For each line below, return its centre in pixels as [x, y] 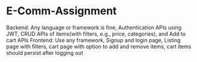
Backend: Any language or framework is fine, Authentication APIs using [94, 27]
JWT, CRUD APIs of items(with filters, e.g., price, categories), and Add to [96, 33]
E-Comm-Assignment [61, 11]
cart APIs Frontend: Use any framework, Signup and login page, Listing [93, 40]
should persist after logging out [45, 52]
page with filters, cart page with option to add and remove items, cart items [99, 46]
